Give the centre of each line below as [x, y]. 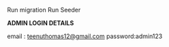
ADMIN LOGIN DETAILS [41, 23]
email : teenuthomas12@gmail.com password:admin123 [85, 36]
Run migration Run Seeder [44, 10]
